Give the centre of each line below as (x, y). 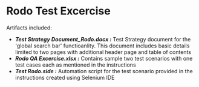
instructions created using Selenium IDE (65, 77)
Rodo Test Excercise (58, 11)
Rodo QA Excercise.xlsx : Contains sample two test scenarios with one (104, 58)
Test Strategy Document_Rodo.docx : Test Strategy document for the (103, 39)
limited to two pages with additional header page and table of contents (103, 52)
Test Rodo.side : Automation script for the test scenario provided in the (104, 71)
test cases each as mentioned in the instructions (75, 65)
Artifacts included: (29, 28)
